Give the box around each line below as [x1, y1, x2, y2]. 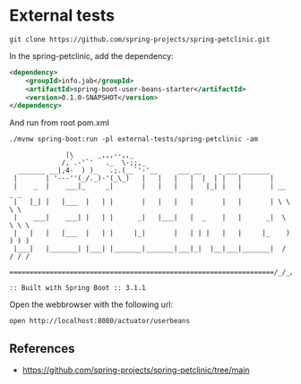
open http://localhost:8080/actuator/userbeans [9, 317, 191, 326]
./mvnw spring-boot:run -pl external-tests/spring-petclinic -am [9, 135, 258, 144]
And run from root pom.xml [9, 117, 109, 128]
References [9, 341, 75, 356]
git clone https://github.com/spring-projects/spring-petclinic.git [9, 35, 271, 44]
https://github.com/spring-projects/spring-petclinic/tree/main [21, 364, 250, 376]
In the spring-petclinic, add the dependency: [9, 50, 174, 61]
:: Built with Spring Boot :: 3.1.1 [9, 284, 146, 293]
